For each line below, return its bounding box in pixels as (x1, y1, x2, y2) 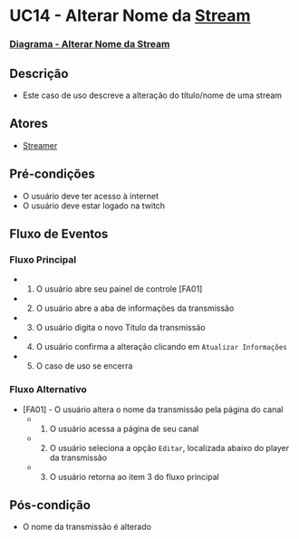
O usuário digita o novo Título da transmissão (35, 322, 206, 333)
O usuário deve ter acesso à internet (22, 190, 159, 201)
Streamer (22, 140, 58, 150)
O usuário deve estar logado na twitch (22, 200, 166, 211)
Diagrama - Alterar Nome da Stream (9, 38, 170, 51)
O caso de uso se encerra (35, 361, 133, 371)
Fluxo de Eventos (9, 226, 109, 241)
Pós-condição (9, 497, 91, 513)
